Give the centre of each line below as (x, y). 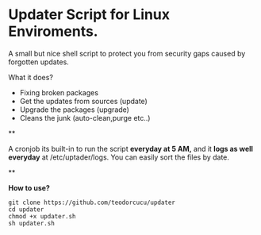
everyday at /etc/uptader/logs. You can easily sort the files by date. (119, 157)
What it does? (31, 77)
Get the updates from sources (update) (84, 101)
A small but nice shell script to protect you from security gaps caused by (127, 53)
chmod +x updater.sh (42, 216)
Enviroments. (53, 31)
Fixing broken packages (59, 92)
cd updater (26, 209)
